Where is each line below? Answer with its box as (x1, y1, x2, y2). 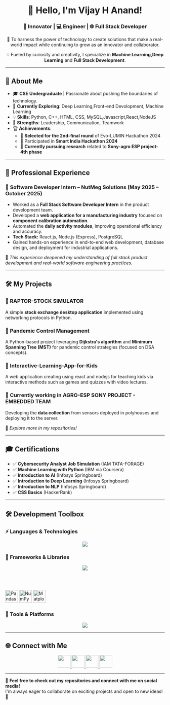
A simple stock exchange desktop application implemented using (5, 309, 144, 315)
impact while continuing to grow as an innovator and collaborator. (23, 42, 160, 48)
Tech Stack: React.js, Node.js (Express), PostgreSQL (12, 233, 123, 240)
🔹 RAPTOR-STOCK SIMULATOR (5, 298, 84, 305)
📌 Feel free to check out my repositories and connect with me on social (5, 678, 157, 684)
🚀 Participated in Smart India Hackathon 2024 (20, 138, 118, 144)
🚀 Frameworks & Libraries (5, 553, 70, 560)
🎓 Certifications (5, 445, 60, 453)
